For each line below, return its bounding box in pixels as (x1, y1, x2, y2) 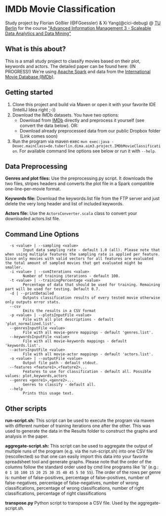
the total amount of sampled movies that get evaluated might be (5, 260, 142, 266)
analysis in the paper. (5, 433, 48, 439)
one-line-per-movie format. (5, 186, 61, 192)
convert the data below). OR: (19, 123, 79, 129)
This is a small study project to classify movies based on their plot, (5, 58, 141, 64)
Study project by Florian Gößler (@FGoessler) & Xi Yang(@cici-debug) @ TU (5, 20, 161, 26)
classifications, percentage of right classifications (5, 490, 107, 496)
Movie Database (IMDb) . (5, 73, 55, 80)
